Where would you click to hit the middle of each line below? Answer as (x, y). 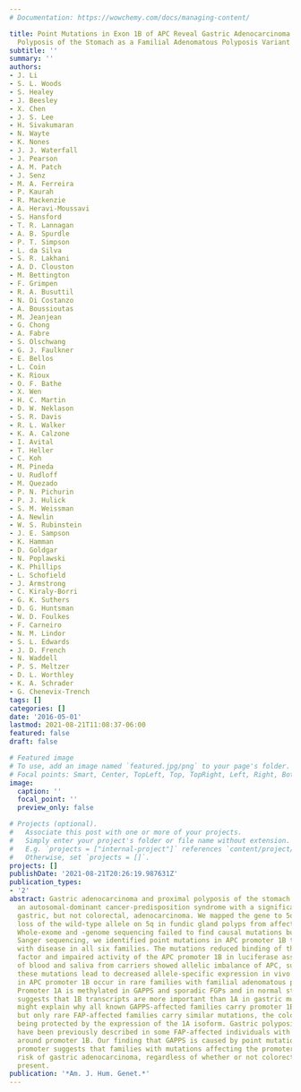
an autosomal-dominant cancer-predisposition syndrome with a (136, 907)
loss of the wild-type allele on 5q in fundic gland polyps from (142, 924)
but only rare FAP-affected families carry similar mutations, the (146, 1016)
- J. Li (24, 76)
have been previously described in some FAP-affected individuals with (154, 1032)
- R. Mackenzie (38, 201)
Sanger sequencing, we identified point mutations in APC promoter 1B (152, 941)
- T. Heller (31, 450)
